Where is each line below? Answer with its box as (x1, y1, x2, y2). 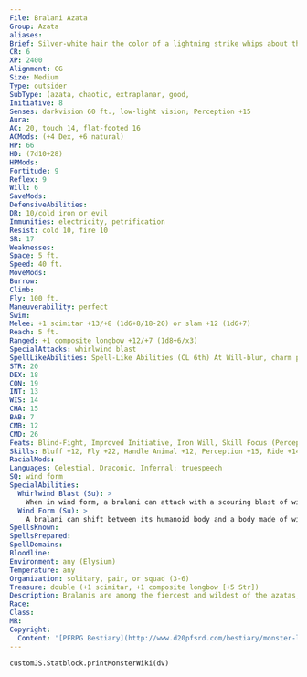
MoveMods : (9, 269, 48, 278)
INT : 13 (9, 387, 39, 397)
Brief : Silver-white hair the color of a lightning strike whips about (9, 38, 288, 48)
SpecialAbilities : (9, 481, 79, 490)
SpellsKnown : (9, 523, 59, 533)
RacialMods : (9, 455, 55, 464)
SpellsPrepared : (9, 532, 71, 541)
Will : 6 (9, 184, 39, 193)
